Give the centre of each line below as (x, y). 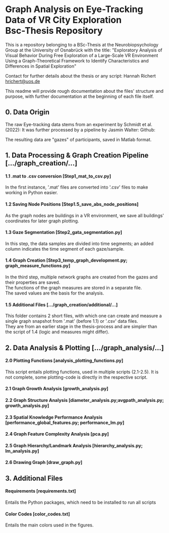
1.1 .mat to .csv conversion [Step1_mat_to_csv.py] (58, 176)
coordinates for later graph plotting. (42, 221)
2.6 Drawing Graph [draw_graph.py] (44, 462)
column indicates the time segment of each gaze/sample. (65, 249)
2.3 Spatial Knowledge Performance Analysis (54, 417)
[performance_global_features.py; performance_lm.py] (65, 423)
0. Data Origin (27, 112)
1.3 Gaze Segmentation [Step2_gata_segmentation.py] (64, 232)
